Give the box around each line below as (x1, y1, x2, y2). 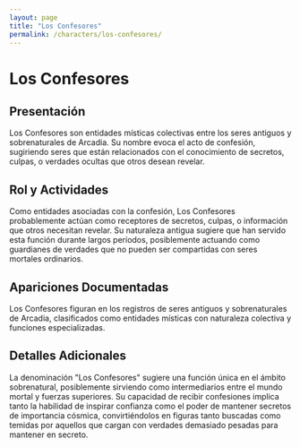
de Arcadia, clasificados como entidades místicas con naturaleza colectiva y (9, 313, 292, 323)
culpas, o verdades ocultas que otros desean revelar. (9, 156, 205, 167)
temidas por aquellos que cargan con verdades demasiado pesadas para (9, 419, 279, 430)
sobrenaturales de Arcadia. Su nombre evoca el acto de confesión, (9, 137, 256, 148)
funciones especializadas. (9, 322, 106, 332)
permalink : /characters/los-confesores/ (9, 30, 163, 39)
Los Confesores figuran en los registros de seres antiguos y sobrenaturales (9, 304, 287, 314)
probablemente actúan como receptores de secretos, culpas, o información (9, 216, 288, 227)
